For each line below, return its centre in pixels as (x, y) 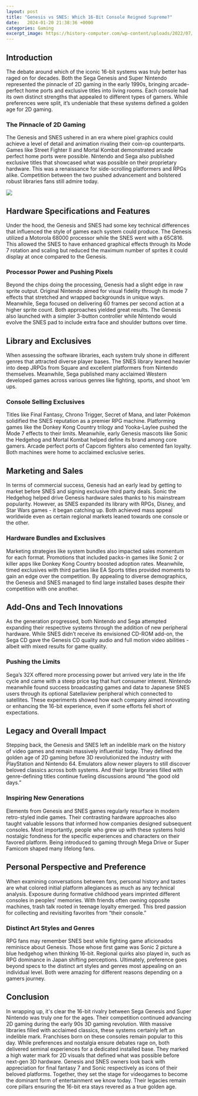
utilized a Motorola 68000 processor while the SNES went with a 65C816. (95, 238)
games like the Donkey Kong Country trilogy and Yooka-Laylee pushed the (97, 427)
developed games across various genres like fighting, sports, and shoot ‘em (98, 380)
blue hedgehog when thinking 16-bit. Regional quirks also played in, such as (98, 953)
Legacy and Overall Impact (56, 731)
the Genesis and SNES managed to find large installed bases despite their (96, 582)
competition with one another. (42, 589)
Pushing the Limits (33, 662)
